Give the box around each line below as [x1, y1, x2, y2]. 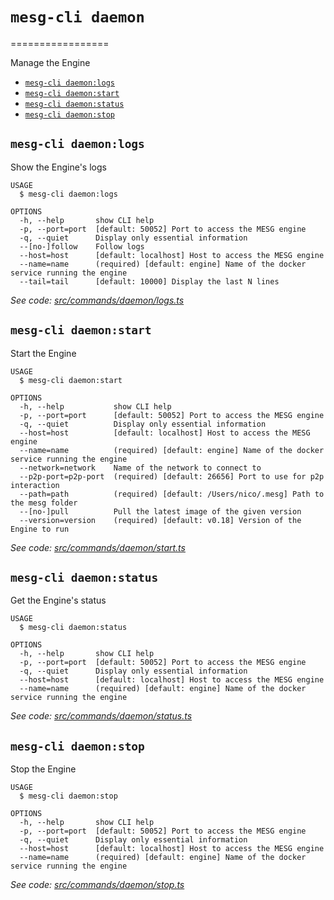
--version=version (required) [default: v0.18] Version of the [19, 515, 302, 525]
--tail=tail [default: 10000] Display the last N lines [19, 276, 280, 287]
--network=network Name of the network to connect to [19, 463, 262, 473]
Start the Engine [10, 347, 77, 359]
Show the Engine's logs [10, 161, 107, 173]
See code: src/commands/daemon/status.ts [10, 710, 193, 722]
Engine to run [10, 524, 70, 534]
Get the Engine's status [10, 594, 107, 607]
